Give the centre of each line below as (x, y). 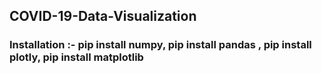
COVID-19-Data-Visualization (103, 16)
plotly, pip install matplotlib (76, 57)
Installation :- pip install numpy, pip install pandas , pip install (160, 45)
